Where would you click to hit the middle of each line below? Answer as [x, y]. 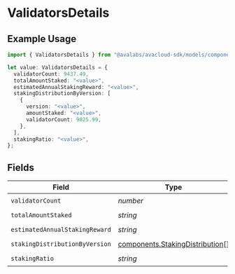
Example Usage [42, 39]
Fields [21, 167]
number [131, 200]
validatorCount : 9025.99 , [63, 119]
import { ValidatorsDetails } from [59, 55]
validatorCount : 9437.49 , [51, 74]
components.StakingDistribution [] [173, 244]
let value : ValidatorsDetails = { [58, 67]
